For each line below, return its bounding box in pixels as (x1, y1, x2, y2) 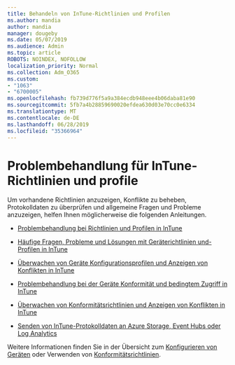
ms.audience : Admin (7, 43, 64, 50)
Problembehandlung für (7, 158, 149, 174)
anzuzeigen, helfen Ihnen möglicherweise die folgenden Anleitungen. (7, 211, 207, 219)
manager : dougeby (7, 29, 58, 37)
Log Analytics (17, 329, 57, 338)
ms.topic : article (7, 50, 61, 57)
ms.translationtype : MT (7, 108, 77, 115)
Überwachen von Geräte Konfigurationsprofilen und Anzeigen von (17, 259, 208, 267)
